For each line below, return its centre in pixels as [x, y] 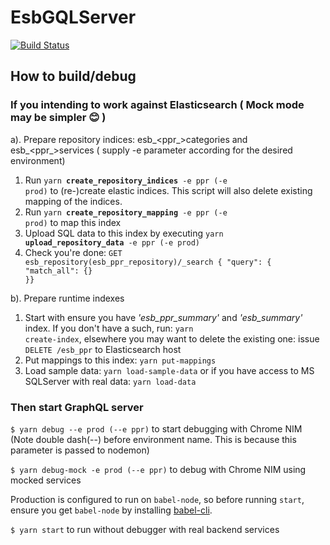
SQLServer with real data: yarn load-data [110, 381]
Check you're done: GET [73, 252]
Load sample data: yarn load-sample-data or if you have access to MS [169, 370]
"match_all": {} [58, 271]
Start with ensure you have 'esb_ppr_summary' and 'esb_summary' [163, 317]
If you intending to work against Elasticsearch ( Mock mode [157, 105]
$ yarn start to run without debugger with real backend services [145, 529]
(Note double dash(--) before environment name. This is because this [153, 439]
